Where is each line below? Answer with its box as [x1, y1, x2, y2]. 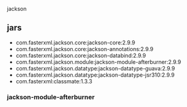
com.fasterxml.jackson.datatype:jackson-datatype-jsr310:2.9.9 [15, 71, 175, 78]
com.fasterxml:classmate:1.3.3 [15, 77, 92, 85]
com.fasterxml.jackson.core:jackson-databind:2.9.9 [15, 52, 146, 59]
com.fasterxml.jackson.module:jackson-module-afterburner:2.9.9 [15, 58, 182, 66]
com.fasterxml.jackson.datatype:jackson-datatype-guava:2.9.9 [15, 64, 175, 72]
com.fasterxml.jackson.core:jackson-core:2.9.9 [15, 39, 136, 46]
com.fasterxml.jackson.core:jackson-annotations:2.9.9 [15, 45, 153, 52]
